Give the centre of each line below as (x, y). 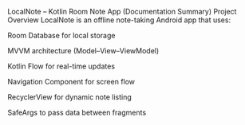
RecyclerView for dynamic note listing (70, 97)
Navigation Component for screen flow (71, 82)
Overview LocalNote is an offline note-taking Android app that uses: (119, 20)
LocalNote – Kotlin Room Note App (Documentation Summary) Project (122, 12)
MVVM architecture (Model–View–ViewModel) (83, 51)
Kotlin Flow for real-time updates (61, 66)
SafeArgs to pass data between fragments (77, 112)
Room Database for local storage (61, 35)
